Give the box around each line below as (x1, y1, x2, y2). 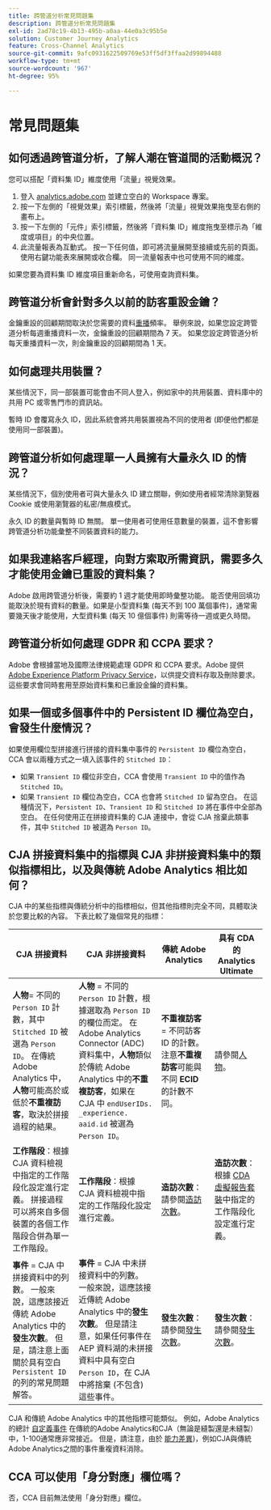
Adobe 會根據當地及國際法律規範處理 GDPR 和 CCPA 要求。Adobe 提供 (8, 660, 244, 669)
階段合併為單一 (12, 1231, 70, 1242)
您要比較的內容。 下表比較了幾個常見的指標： (15, 911, 166, 921)
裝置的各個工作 (12, 1219, 70, 1230)
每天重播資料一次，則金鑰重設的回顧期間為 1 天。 (8, 338, 171, 348)
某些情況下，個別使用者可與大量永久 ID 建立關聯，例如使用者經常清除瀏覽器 (8, 489, 260, 498)
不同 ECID (161, 1074, 199, 1085)
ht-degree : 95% (8, 72, 60, 80)
